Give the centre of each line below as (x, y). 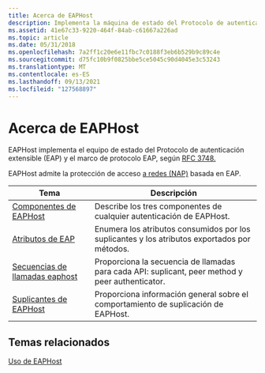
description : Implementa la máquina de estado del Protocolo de (116, 23)
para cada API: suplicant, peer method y (168, 272)
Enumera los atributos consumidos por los (172, 229)
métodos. (112, 249)
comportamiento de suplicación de (159, 304)
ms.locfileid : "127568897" (52, 89)
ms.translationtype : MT (47, 67)
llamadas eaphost (45, 277)
